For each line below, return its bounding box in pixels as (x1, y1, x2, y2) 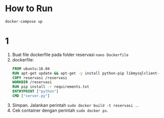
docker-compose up (5, 19, 43, 24)
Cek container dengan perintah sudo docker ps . (12, 107, 109, 113)
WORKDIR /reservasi (12, 80, 52, 85)
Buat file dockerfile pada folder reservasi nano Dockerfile (12, 52, 129, 58)
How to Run (5, 3, 53, 14)
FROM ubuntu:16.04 (12, 66, 50, 71)
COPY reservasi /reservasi (12, 75, 68, 80)
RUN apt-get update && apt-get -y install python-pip (12, 71, 125, 76)
